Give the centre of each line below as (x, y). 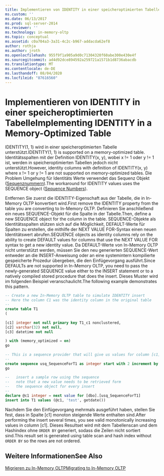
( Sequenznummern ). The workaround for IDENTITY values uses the (72, 183)
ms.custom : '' (20, 14)
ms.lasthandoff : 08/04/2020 (34, 73)
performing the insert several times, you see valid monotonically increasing (81, 420)
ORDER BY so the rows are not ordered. (43, 441)
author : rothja (20, 46)
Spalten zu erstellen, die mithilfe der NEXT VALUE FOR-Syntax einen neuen (81, 229)
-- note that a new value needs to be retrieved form (63, 382)
